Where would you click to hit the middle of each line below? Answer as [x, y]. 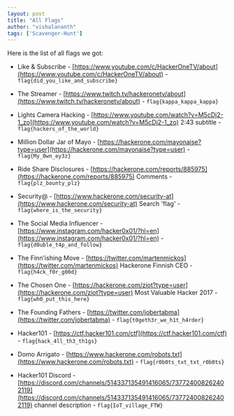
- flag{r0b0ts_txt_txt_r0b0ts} [180, 362]
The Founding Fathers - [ [53, 312]
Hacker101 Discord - [46, 375]
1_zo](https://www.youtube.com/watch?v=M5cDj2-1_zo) [98, 123]
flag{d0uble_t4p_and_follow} [60, 245]
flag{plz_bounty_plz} [49, 183]
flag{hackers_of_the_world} [58, 129]
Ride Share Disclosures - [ [55, 169]
